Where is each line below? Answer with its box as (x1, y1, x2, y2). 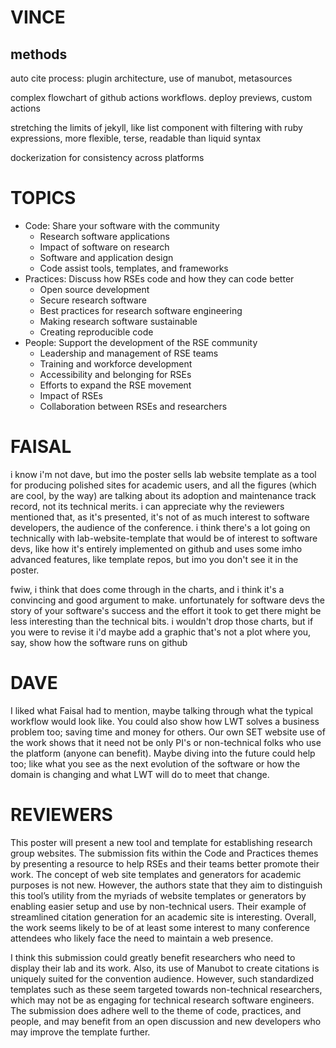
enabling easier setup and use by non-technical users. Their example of (10, 900, 307, 912)
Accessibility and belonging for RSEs (39, 368, 192, 380)
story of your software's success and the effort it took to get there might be (10, 604, 322, 616)
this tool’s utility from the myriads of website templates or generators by (10, 889, 307, 901)
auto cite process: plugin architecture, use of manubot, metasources (10, 72, 293, 84)
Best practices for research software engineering (39, 304, 243, 316)
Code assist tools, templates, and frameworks (39, 262, 229, 274)
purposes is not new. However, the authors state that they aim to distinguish (10, 879, 323, 891)
